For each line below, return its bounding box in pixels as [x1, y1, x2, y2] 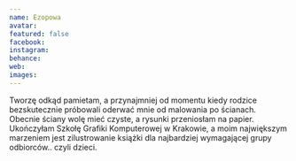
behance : [9, 54, 42, 63]
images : [9, 71, 38, 80]
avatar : [9, 21, 38, 30]
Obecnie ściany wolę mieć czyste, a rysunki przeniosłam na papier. [9, 113, 254, 124]
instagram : [9, 46, 50, 55]
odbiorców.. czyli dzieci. [9, 142, 97, 152]
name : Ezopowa [9, 12, 62, 22]
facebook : [9, 37, 46, 47]
